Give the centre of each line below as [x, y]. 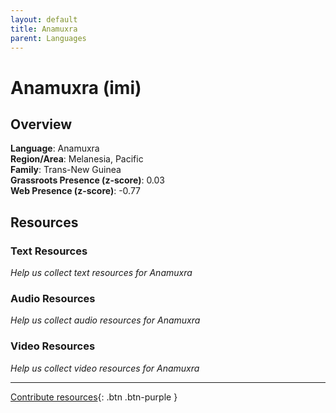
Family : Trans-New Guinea [66, 170]
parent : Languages [48, 38]
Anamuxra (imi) [76, 87]
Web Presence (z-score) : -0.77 [76, 191]
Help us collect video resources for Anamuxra [105, 368]
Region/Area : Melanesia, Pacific [77, 159]
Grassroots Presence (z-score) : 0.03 [88, 180]
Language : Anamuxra [55, 148]
